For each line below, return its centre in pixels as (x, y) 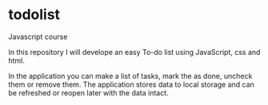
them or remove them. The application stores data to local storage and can (131, 84)
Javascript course (38, 37)
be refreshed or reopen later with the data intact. (89, 92)
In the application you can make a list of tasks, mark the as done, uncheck (130, 76)
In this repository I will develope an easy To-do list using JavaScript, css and (134, 52)
